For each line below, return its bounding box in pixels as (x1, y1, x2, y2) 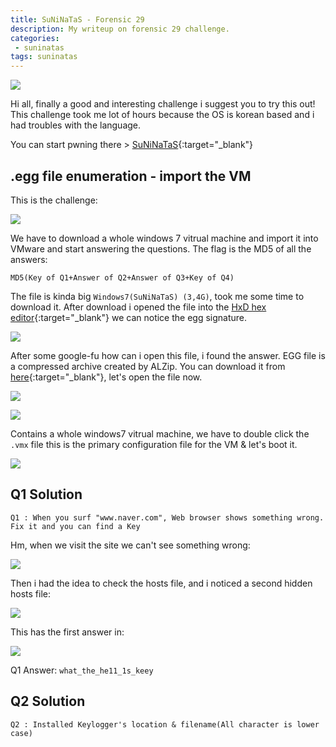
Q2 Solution (10, 693, 86, 710)
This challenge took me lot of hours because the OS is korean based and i (10, 109, 315, 121)
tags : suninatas (10, 52, 78, 62)
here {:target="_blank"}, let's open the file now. (10, 371, 203, 383)
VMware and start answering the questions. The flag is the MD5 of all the (10, 242, 312, 255)
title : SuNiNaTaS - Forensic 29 (10, 14, 145, 25)
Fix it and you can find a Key (10, 521, 141, 531)
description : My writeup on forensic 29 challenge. (10, 24, 230, 34)
